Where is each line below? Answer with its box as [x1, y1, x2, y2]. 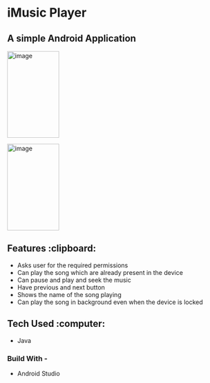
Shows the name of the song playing [17, 290, 122, 299]
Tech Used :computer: [7, 318, 106, 330]
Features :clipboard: [7, 242, 97, 254]
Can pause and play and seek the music [17, 276, 131, 284]
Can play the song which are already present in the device [17, 268, 183, 276]
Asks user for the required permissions [17, 261, 128, 269]
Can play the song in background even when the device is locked [17, 298, 204, 306]
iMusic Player [7, 5, 87, 21]
